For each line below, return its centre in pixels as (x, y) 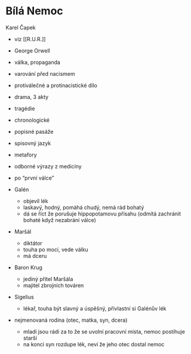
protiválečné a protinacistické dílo (56, 85)
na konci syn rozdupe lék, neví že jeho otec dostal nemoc (94, 344)
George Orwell (32, 50)
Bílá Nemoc (34, 11)
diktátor (33, 243)
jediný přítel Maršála (48, 279)
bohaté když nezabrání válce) (60, 220)
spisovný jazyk (33, 143)
